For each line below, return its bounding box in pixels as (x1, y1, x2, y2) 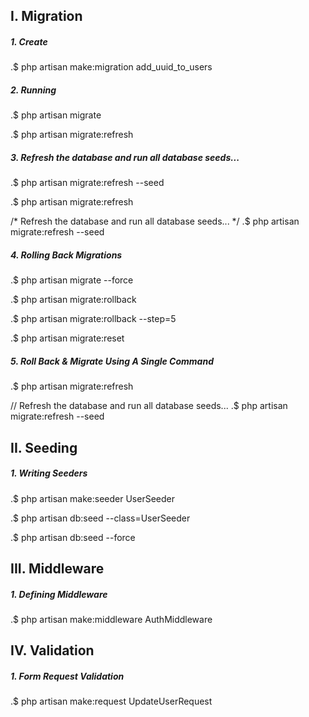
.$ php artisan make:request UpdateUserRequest (10, 695, 213, 708)
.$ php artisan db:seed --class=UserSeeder (10, 512, 191, 524)
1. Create (10, 35, 48, 48)
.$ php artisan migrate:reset (10, 332, 125, 344)
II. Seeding (10, 439, 78, 456)
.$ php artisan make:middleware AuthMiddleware (10, 613, 213, 625)
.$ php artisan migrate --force (10, 274, 134, 286)
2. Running (10, 84, 57, 96)
